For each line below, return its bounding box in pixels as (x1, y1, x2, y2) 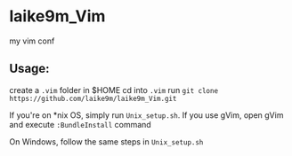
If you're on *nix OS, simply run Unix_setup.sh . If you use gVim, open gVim (9, 109, 284, 121)
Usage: (9, 61, 51, 76)
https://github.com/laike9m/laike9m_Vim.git (9, 94, 177, 103)
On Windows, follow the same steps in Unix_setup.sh (9, 136, 204, 147)
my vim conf (9, 35, 55, 46)
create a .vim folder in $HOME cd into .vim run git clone (9, 84, 219, 95)
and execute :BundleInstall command (9, 119, 151, 129)
